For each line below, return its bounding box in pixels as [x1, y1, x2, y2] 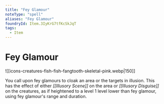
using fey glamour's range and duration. [5, 93, 87, 99]
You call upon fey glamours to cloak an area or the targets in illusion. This [5, 77, 155, 83]
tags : [5, 26, 16, 31]
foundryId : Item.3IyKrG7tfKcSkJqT [5, 21, 77, 26]
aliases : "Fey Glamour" [5, 16, 55, 21]
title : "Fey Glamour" [5, 7, 50, 12]
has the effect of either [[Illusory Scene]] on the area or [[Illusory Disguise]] [5, 83, 160, 89]
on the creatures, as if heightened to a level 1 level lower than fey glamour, [5, 88, 157, 94]
